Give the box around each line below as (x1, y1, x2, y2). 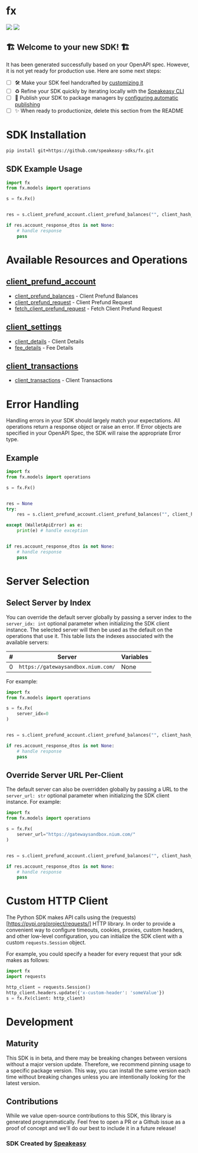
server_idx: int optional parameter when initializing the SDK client (6, 620, 170, 627)
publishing (14, 100, 40, 108)
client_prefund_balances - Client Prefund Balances (14, 292, 138, 299)
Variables (121, 653, 148, 661)
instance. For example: (6, 799, 62, 806)
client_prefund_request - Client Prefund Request (14, 298, 133, 305)
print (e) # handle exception (16, 527, 88, 534)
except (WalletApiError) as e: (6, 522, 83, 528)
